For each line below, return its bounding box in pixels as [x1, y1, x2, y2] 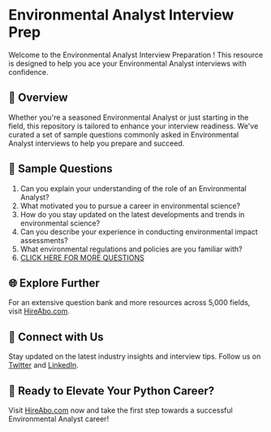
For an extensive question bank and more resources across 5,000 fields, [8, 298, 251, 308]
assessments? [19, 235, 69, 245]
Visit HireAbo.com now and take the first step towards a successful [8, 405, 233, 415]
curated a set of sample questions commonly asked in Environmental [8, 129, 239, 139]
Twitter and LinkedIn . [8, 360, 79, 370]
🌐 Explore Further [8, 276, 100, 290]
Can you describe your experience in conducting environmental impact [19, 226, 258, 237]
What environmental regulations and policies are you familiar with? [19, 244, 243, 254]
